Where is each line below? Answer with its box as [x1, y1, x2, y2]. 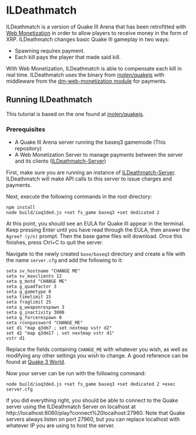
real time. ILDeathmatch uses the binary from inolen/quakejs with [6, 71, 165, 78]
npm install [6, 205, 35, 211]
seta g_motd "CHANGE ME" [6, 279, 67, 285]
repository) [14, 145, 43, 152]
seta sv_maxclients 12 [6, 273, 62, 279]
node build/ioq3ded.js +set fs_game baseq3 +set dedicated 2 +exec [6, 381, 176, 388]
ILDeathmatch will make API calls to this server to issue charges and [6, 175, 172, 182]
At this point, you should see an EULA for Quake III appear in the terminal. [6, 220, 185, 227]
